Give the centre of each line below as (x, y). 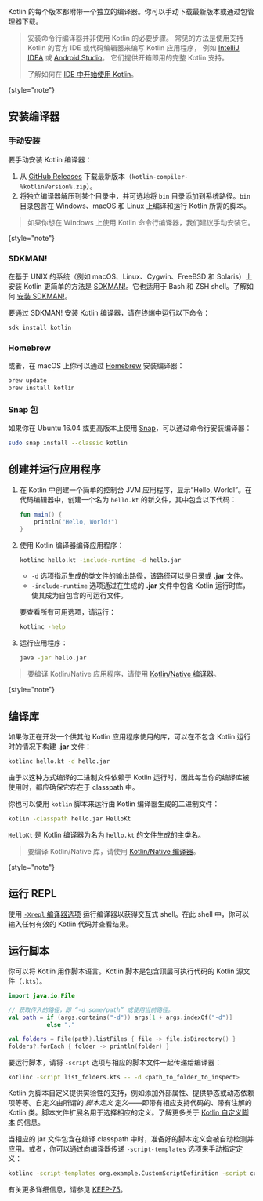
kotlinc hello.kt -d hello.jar (59, 761)
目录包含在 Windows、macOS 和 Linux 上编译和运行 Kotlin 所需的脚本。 (135, 206)
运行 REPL (32, 894)
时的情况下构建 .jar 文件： (50, 746)
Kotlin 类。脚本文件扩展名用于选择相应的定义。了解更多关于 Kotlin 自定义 (125, 1112)
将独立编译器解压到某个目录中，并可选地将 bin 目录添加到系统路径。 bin (135, 195)
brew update (27, 381)
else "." (61, 1024)
